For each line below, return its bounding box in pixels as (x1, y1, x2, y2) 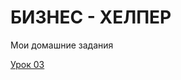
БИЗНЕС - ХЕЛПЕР (10, 6, 172, 29)
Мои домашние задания (10, 39, 114, 51)
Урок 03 (10, 58, 45, 70)
